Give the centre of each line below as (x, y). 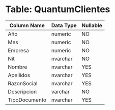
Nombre (18, 67)
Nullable (92, 25)
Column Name (27, 25)
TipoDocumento (27, 100)
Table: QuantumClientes (58, 9)
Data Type (64, 25)
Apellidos (19, 75)
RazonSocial (23, 83)
